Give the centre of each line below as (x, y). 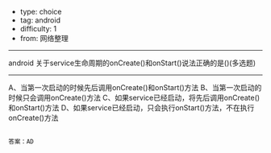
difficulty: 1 (38, 29)
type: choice (41, 12)
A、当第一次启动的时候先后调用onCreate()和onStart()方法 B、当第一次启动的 (135, 87)
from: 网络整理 (44, 38)
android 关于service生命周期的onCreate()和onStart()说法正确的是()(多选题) (132, 63)
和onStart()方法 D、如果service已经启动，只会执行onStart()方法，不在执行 (131, 108)
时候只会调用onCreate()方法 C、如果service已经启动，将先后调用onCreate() (134, 97)
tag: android (40, 20)
